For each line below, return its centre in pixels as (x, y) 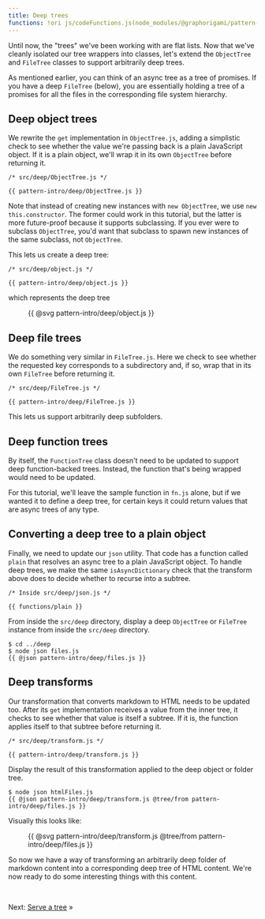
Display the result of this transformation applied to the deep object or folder (131, 769)
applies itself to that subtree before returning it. (85, 726)
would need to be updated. (52, 477)
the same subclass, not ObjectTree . (65, 240)
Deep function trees (58, 442)
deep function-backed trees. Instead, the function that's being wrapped (125, 469)
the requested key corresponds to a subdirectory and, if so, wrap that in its (130, 366)
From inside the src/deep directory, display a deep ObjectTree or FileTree (127, 621)
